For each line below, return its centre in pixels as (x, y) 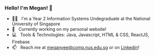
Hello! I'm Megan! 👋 (29, 8)
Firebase (21, 42)
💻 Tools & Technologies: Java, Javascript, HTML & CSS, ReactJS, (80, 35)
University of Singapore (36, 24)
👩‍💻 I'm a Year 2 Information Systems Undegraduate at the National (81, 19)
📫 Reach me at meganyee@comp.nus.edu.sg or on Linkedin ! (76, 48)
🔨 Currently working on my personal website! (59, 29)
